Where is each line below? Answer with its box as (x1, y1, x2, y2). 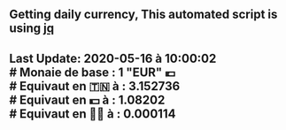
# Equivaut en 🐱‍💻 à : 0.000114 (9, 106, 176, 121)
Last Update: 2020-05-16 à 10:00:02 (9, 50, 217, 65)
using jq (9, 21, 55, 36)
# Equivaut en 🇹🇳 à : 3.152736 (9, 79, 181, 94)
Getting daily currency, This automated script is (9, 7, 278, 22)
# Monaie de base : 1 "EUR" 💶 (9, 65, 176, 80)
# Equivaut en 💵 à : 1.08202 (9, 92, 166, 107)
